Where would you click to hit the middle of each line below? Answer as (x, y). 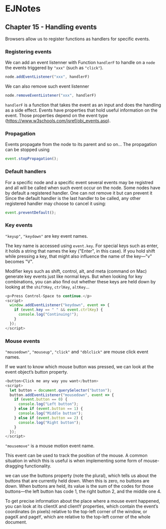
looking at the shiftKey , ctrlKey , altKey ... (47, 287)
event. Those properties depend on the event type (56, 116)
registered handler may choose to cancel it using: (56, 203)
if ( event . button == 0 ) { (41, 399)
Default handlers (26, 172)
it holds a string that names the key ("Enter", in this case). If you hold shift (80, 251)
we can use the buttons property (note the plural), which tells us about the (81, 476)
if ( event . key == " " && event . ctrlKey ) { (58, 310)
